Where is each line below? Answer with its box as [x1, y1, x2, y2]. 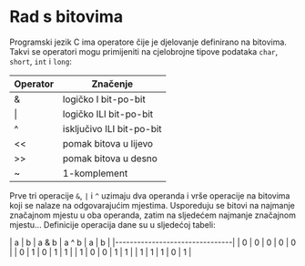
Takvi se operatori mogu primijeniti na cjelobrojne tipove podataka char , [9, 46, 279, 56]
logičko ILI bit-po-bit [62, 107, 154, 120]
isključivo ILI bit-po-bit [62, 122, 162, 135]
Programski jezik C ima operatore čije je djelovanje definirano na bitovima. [9, 36, 287, 47]
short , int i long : [9, 56, 73, 66]
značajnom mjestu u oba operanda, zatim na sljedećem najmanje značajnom [9, 210, 297, 220]
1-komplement [62, 167, 128, 179]
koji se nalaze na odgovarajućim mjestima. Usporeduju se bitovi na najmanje [9, 199, 296, 210]
